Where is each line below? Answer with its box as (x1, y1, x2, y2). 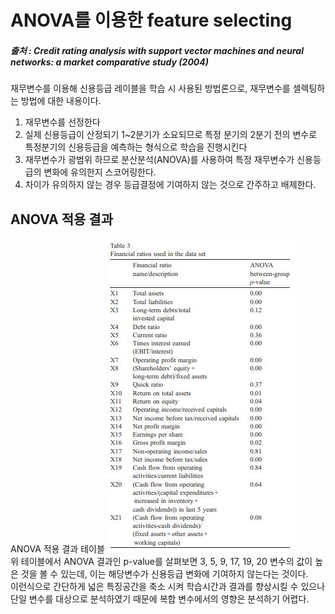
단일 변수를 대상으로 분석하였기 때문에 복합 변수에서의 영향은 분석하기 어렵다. (10, 592, 310, 605)
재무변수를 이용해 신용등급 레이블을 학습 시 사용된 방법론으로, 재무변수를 (10, 82, 291, 95)
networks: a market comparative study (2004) (10, 56, 209, 68)
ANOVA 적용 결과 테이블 (10, 542, 105, 555)
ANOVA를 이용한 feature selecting (10, 9, 293, 32)
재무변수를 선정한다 (24, 116, 101, 128)
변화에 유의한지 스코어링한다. (43, 166, 157, 178)
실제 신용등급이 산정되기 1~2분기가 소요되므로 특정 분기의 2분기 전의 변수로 (24, 129, 318, 141)
